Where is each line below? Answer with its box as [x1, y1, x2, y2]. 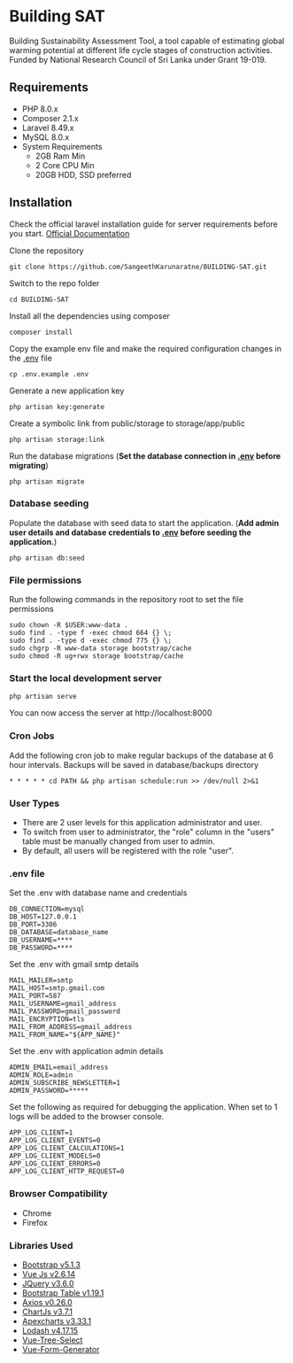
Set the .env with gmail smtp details [9, 959, 139, 970]
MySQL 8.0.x [21, 131, 70, 143]
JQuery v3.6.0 [21, 1278, 74, 1289]
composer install [9, 328, 73, 337]
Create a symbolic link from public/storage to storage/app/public [9, 418, 245, 429]
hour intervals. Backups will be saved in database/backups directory [9, 759, 259, 770]
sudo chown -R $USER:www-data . [9, 621, 128, 630]
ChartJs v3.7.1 [21, 1306, 73, 1317]
